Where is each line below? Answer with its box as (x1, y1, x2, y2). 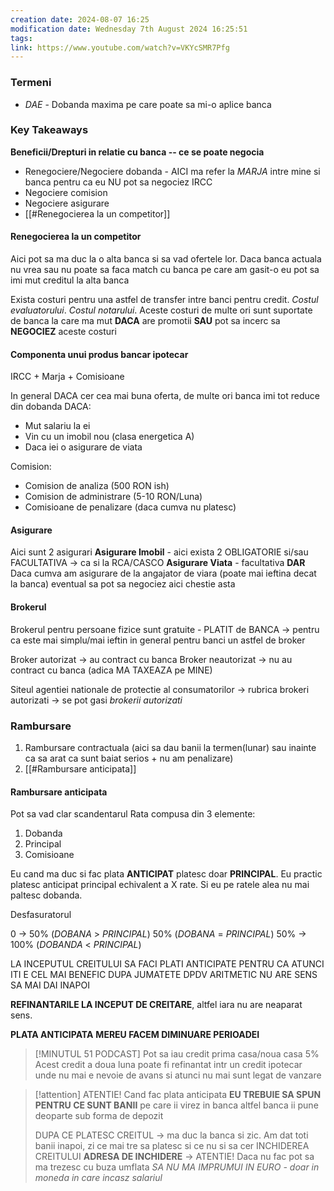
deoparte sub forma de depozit (34, 1110, 164, 1122)
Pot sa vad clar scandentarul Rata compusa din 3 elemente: (10, 808, 256, 820)
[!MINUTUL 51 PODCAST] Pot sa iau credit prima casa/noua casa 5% (34, 1048, 320, 1060)
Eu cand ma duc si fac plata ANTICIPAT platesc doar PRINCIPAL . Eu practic (10, 868, 323, 880)
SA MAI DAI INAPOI (10, 979, 90, 991)
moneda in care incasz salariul (34, 1172, 163, 1184)
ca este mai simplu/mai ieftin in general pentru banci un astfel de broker (10, 634, 306, 646)
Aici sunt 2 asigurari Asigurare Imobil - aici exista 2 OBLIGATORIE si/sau (10, 546, 309, 558)
